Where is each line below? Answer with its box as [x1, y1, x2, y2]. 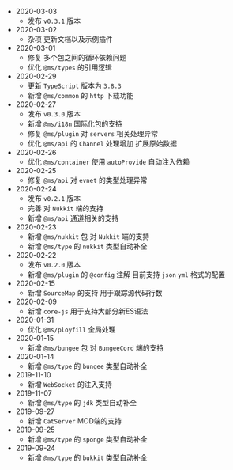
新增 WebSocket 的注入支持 [27, 380, 112, 389]
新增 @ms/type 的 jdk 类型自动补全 [27, 398, 137, 407]
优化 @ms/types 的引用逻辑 [27, 63, 112, 72]
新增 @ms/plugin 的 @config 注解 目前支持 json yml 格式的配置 [27, 270, 225, 279]
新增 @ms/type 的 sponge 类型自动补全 [27, 434, 148, 444]
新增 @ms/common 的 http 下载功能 [27, 91, 134, 100]
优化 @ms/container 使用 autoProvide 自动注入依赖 [27, 157, 190, 166]
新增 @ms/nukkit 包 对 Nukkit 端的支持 [27, 232, 150, 241]
